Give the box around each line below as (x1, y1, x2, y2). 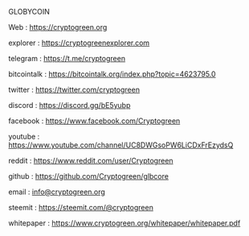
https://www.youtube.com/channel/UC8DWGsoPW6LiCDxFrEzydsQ (8, 140, 234, 150)
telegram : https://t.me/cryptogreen (8, 54, 126, 63)
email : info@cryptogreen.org (8, 187, 106, 197)
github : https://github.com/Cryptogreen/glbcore (8, 172, 169, 180)
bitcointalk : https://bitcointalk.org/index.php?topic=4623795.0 (8, 69, 216, 79)
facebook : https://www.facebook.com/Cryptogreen (8, 116, 181, 126)
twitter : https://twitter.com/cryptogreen (8, 85, 141, 94)
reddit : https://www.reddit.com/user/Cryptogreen (8, 156, 174, 165)
